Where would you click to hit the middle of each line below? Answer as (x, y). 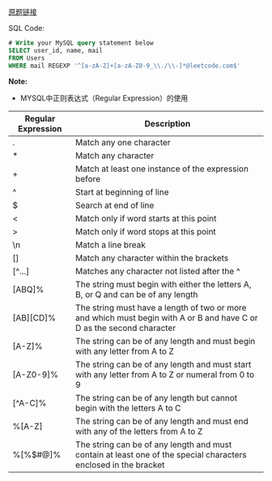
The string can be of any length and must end (162, 421)
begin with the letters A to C (128, 408)
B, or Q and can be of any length (137, 294)
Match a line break (110, 244)
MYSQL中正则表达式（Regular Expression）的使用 (104, 98)
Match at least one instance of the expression (162, 169)
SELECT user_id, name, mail (56, 50)
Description (168, 123)
